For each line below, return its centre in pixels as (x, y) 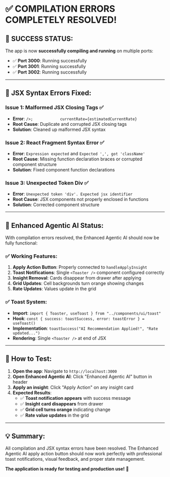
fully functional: (22, 243)
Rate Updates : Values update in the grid (54, 289)
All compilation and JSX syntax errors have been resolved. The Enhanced (82, 448)
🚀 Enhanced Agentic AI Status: (54, 226)
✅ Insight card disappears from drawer (62, 403)
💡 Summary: (25, 436)
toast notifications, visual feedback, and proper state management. (75, 459)
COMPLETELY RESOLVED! (61, 20)
